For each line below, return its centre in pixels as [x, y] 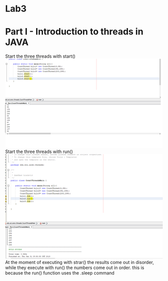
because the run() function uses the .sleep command [60, 273]
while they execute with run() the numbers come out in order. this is [75, 268]
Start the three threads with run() [39, 152]
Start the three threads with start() [40, 56]
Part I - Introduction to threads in [74, 32]
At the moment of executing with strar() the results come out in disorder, [79, 262]
